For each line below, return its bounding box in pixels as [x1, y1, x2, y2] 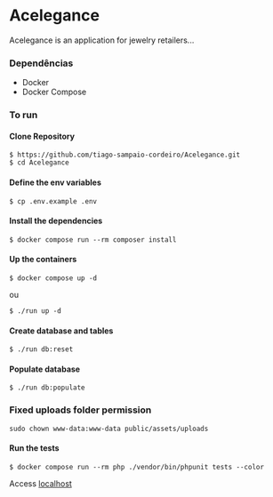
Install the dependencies [9, 215, 103, 227]
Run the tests [9, 443, 60, 453]
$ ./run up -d [9, 306, 62, 316]
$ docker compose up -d [9, 273, 98, 283]
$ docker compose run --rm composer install [9, 235, 177, 244]
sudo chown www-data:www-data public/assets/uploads [9, 424, 209, 433]
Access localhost [9, 477, 73, 489]
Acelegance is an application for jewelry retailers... [9, 35, 195, 45]
